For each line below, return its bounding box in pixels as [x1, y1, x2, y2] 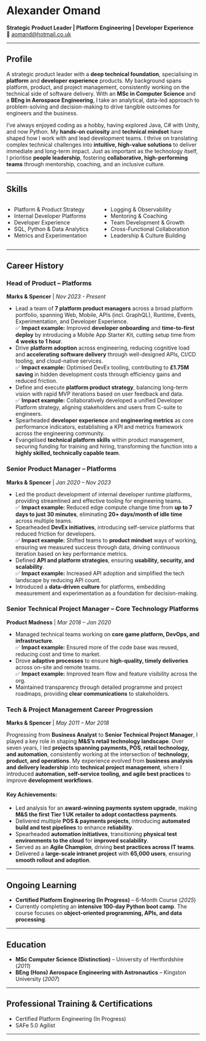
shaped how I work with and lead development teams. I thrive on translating [6, 134, 198, 142]
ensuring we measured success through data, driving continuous [15, 544, 180, 551]
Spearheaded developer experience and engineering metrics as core [15, 417, 194, 424]
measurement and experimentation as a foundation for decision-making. [15, 590, 198, 597]
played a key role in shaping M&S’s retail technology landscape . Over [6, 737, 184, 745]
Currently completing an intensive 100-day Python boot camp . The [15, 903, 187, 910]
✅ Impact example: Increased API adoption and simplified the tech [15, 569, 185, 577]
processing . [15, 916, 47, 923]
